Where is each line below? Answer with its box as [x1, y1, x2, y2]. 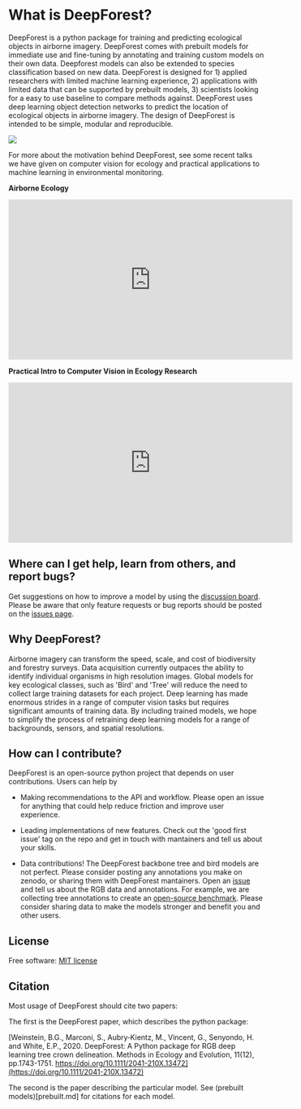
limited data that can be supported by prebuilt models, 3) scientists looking [8, 84, 259, 94]
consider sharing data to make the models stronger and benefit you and [19, 902, 261, 912]
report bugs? [8, 570, 75, 583]
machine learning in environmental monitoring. [8, 167, 164, 177]
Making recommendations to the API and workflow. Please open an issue [19, 792, 264, 802]
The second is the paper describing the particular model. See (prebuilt [8, 1083, 244, 1092]
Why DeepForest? [8, 632, 101, 646]
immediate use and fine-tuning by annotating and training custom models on [8, 50, 264, 59]
